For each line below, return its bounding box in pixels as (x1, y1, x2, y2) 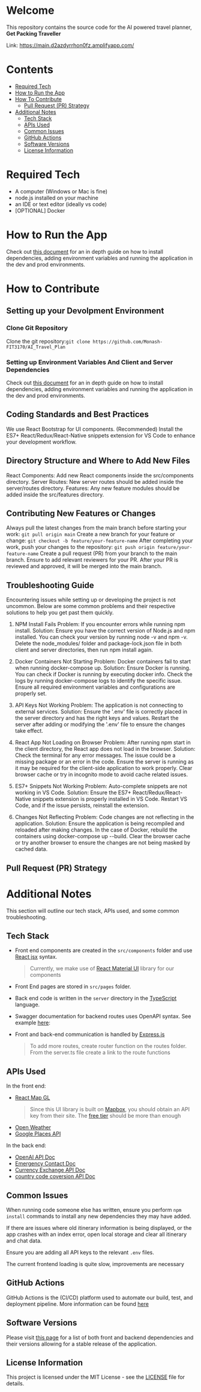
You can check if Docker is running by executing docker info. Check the (14, 671, 193, 678)
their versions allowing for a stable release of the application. (6, 1340, 157, 1347)
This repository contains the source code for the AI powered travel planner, (6, 24, 192, 31)
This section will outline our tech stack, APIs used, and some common (6, 907, 179, 914)
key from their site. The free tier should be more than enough (29, 1112, 181, 1120)
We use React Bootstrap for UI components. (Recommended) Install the (6, 425, 183, 433)
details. (6, 1380, 25, 1387)
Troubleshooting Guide (6, 580, 94, 591)
